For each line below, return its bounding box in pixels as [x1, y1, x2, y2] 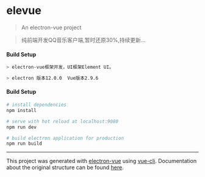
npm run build [6, 141, 43, 147]
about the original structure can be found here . [6, 164, 124, 171]
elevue [6, 4, 41, 18]
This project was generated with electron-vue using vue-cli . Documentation [6, 158, 197, 165]
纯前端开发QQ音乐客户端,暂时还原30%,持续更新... [21, 36, 146, 43]
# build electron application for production [6, 135, 124, 141]
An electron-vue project [21, 24, 82, 31]
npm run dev [6, 124, 37, 130]
